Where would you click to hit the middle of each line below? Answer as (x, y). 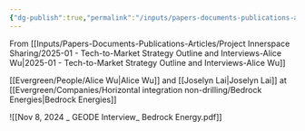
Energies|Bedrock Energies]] (63, 99)
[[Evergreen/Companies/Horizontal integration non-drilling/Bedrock (136, 89)
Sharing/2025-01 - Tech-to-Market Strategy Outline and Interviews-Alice (146, 53)
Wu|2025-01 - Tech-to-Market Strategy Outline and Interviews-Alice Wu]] (148, 62)
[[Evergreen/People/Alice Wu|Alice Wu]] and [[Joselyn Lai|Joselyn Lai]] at (148, 80)
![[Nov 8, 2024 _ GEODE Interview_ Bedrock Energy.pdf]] (116, 117)
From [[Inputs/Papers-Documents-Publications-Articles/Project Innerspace (150, 43)
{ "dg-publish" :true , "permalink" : (73, 18)
